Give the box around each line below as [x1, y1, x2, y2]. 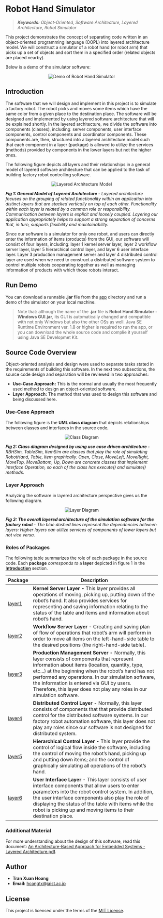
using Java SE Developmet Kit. [17, 334, 79, 340]
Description [80, 577, 108, 584]
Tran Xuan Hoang [12, 875, 49, 882]
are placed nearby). [5, 54, 45, 60]
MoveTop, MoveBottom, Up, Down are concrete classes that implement [5, 459, 148, 465]
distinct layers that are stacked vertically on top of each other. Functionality [5, 200, 157, 207]
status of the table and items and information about [33, 609, 149, 616]
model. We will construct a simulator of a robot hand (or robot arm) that [5, 44, 148, 50]
